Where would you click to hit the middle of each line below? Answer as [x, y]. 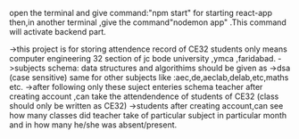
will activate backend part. [58, 32]
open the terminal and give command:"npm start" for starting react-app [141, 13]
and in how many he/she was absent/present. [93, 125]
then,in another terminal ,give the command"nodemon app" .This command [148, 22]
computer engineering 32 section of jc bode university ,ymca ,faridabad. [143, 58]
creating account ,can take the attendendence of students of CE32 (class [144, 96]
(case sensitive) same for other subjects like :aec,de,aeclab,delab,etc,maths [149, 78]
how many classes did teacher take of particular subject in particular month [148, 115]
